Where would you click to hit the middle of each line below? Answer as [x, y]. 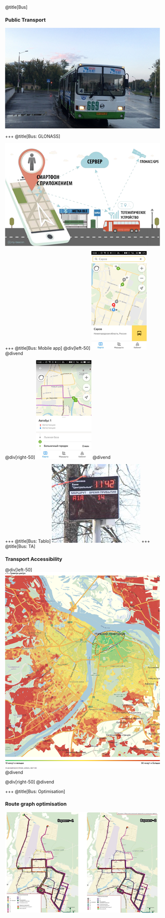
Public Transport [26, 20]
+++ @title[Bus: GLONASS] [33, 136]
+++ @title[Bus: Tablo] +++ [78, 541]
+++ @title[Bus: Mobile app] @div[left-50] [48, 348]
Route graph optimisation [36, 804]
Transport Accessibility [34, 559]
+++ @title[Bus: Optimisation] [35, 791]
